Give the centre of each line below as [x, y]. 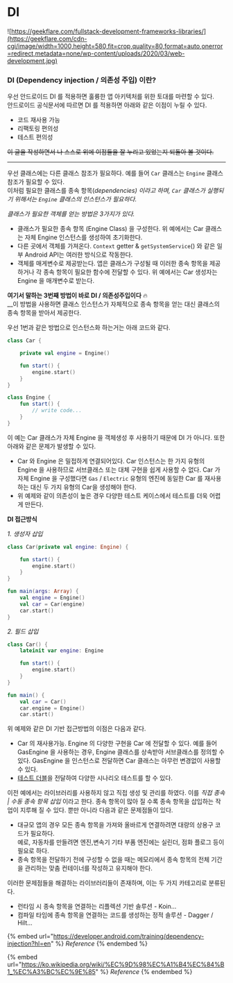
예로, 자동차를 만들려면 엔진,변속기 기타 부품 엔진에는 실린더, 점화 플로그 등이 [121, 842]
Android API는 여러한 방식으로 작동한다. [79, 255]
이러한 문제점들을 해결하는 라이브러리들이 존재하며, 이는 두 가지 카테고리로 [107, 883]
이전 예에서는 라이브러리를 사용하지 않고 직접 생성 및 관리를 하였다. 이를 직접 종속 [116, 793]
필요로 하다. [33, 851]
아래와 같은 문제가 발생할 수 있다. [52, 446]
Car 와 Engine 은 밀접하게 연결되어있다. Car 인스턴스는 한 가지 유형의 [111, 461]
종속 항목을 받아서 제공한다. [44, 313]
